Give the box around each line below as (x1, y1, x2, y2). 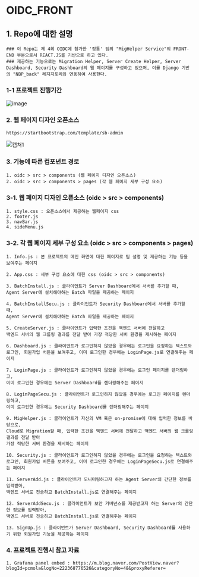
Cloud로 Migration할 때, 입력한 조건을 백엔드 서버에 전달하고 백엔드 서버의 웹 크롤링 (6, 428, 194, 434)
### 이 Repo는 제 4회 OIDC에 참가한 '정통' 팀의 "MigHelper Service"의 (6, 46, 171, 52)
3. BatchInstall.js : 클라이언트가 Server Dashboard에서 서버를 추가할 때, (6, 283, 179, 289)
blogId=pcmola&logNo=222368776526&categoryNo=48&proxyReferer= (6, 565, 166, 571)
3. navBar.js (6, 219, 39, 225)
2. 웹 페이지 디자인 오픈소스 (6, 116, 80, 124)
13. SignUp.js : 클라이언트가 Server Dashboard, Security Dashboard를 (6, 525, 176, 531)
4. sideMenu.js (6, 224, 44, 230)
